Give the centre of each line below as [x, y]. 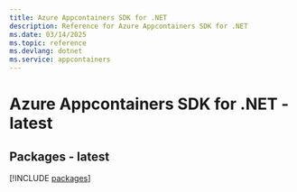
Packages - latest [60, 156]
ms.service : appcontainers [60, 59]
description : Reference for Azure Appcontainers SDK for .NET [129, 26]
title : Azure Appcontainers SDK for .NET [88, 18]
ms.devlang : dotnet [46, 51]
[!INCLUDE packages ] [50, 178]
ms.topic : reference [48, 43]
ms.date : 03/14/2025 [48, 34]
